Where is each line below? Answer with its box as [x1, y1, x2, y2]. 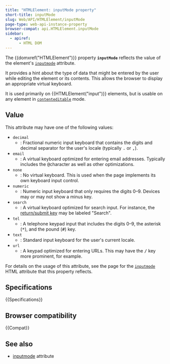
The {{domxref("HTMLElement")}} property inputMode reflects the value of [5, 54, 161, 61]
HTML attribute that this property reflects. [5, 268, 93, 274]
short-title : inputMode [5, 12, 56, 17]
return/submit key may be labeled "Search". [20, 210, 112, 216]
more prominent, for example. [20, 253, 83, 259]
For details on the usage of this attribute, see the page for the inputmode [5, 263, 156, 269]
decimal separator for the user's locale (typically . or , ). [20, 145, 138, 151]
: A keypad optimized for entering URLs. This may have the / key [20, 247, 156, 254]
